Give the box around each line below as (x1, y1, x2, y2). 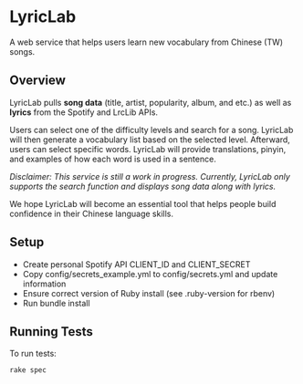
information (22, 278, 67, 289)
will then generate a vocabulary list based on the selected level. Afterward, (9, 134, 290, 145)
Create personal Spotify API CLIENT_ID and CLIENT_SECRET (22, 258, 251, 270)
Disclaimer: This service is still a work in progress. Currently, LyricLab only (9, 171, 290, 182)
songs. (9, 46, 36, 57)
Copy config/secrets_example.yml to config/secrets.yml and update (22, 268, 278, 279)
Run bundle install (22, 297, 90, 308)
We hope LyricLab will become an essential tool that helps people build (9, 198, 277, 209)
